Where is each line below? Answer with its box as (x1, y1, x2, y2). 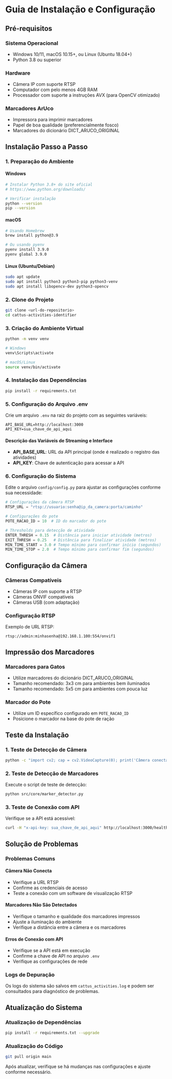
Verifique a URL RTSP (12, 879, 59, 885)
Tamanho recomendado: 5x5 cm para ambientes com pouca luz (12, 686, 147, 692)
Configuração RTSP (5, 612, 55, 619)
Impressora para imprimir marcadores (12, 117, 93, 123)
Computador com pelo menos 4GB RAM (12, 86, 98, 93)
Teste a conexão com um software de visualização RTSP (12, 890, 133, 896)
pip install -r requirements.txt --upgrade (5, 1030, 100, 1036)
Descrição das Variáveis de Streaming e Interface (5, 437, 113, 443)
